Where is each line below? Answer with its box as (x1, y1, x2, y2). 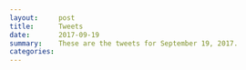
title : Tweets (9, 22, 84, 31)
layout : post (9, 13, 76, 23)
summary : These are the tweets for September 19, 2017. (9, 38, 239, 48)
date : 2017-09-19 (9, 30, 100, 39)
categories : (9, 47, 55, 56)
